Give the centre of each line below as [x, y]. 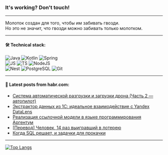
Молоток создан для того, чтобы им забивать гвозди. [62, 23]
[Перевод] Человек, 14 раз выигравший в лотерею [67, 127]
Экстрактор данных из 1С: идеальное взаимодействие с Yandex [81, 106]
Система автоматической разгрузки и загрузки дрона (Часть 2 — [83, 95]
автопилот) [24, 101]
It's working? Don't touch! [37, 7]
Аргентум [23, 122]
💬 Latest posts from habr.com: [37, 84]
